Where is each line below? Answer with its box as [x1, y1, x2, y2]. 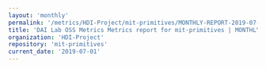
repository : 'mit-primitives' [8, 41, 108, 48]
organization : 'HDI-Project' [8, 33, 104, 41]
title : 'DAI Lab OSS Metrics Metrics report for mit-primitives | [8, 26, 232, 34]
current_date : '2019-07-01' [8, 48, 101, 55]
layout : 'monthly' [8, 11, 69, 20]
